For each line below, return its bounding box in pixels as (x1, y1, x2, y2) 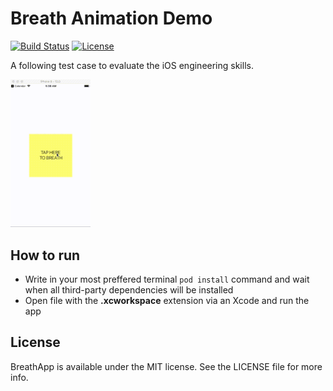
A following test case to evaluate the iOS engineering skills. (10, 59, 254, 71)
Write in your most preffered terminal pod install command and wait (24, 273, 310, 286)
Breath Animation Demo (10, 7, 213, 30)
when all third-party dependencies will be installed (24, 284, 234, 296)
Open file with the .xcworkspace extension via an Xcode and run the (24, 295, 310, 307)
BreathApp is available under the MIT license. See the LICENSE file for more (10, 360, 323, 372)
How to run (10, 247, 81, 264)
